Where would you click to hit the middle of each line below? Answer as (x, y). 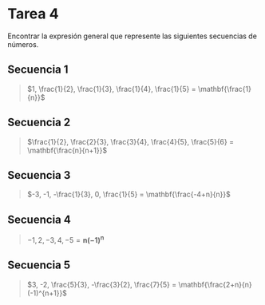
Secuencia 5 (39, 265)
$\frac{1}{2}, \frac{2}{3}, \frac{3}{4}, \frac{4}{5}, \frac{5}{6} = (131, 141)
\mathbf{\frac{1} (225, 89)
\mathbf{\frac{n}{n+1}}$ (67, 150)
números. (23, 44)
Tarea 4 (33, 14)
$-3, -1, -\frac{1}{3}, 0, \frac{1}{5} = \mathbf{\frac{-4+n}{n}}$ (129, 194)
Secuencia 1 (38, 70)
